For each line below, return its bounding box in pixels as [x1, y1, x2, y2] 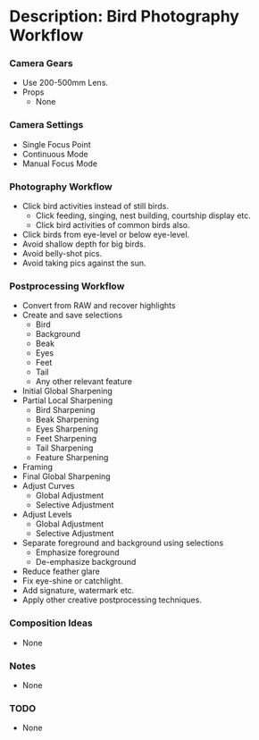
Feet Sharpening [35, 433, 97, 444]
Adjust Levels [21, 509, 72, 520]
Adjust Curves [21, 481, 75, 492]
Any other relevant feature [35, 376, 132, 387]
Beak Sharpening [35, 414, 100, 425]
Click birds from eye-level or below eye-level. [21, 230, 190, 240]
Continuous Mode [21, 148, 88, 159]
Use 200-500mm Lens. [21, 78, 109, 88]
